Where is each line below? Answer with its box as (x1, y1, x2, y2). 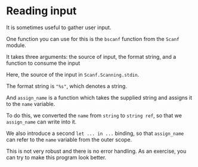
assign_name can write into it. (6, 118, 77, 125)
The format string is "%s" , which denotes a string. (6, 82, 127, 90)
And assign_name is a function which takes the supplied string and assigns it (6, 94, 193, 101)
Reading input (6, 4, 77, 18)
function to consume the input (6, 59, 81, 67)
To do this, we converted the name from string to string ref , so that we (6, 112, 182, 119)
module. (6, 42, 27, 49)
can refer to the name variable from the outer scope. (6, 136, 132, 143)
